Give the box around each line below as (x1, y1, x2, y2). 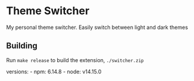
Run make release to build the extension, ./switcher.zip (6, 56, 144, 63)
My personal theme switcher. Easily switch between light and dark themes (6, 24, 189, 31)
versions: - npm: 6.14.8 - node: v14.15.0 (6, 68, 102, 75)
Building (6, 41, 37, 51)
